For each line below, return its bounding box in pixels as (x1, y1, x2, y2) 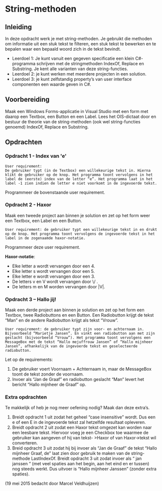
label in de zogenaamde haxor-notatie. (5, 235, 86, 241)
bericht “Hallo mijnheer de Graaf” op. (12, 381, 86, 388)
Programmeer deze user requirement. (5, 244, 81, 250)
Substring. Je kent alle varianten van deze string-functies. (12, 66, 129, 72)
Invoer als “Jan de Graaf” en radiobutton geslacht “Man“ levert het (12, 377, 145, 382)
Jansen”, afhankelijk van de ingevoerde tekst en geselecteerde (5, 344, 138, 349)
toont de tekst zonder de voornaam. (12, 371, 84, 377)
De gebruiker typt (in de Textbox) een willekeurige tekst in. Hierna (5, 168, 151, 173)
